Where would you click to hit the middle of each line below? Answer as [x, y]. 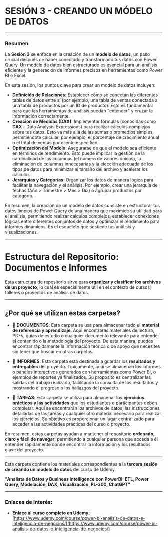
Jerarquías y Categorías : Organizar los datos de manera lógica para [83, 180]
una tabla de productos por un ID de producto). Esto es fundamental [83, 106]
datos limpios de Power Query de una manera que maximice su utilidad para [84, 211]
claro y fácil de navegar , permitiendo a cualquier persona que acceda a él [82, 439]
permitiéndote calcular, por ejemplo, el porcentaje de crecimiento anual [86, 137]
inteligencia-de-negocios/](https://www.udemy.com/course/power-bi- [85, 524]
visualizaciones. [22, 232]
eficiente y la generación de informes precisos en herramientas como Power [84, 70]
